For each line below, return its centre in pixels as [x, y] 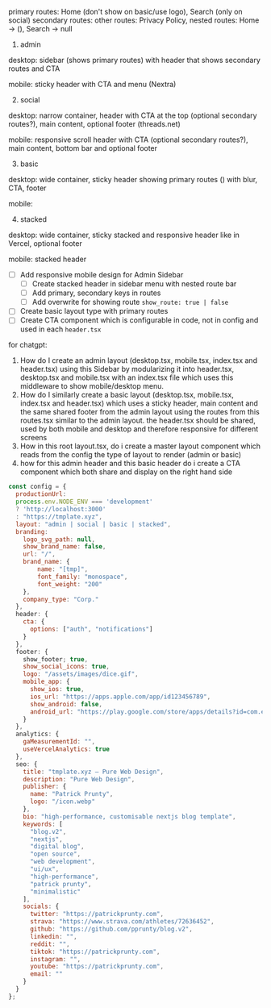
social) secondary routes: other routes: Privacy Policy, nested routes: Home [134, 20]
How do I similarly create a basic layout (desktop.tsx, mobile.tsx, [127, 395]
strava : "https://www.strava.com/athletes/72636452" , [122, 922]
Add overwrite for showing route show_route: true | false [130, 302]
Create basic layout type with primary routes [94, 311]
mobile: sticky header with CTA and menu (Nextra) [92, 84]
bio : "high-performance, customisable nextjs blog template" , [129, 816]
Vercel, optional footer [45, 244]
